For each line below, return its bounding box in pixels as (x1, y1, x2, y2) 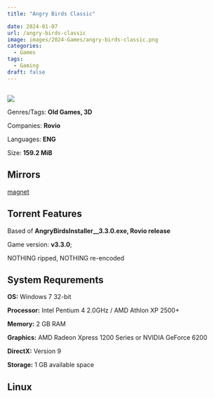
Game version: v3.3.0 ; (7, 240, 72, 248)
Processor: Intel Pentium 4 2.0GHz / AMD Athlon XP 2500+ (7, 306, 180, 314)
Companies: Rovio (7, 121, 61, 130)
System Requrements (7, 274, 104, 286)
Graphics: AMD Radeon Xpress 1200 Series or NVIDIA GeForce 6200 (7, 333, 208, 342)
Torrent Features (7, 208, 82, 220)
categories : (7, 43, 42, 50)
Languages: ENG (7, 135, 56, 144)
